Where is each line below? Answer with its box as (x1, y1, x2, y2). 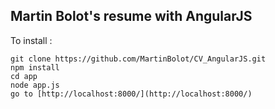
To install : (10, 34, 53, 46)
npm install (10, 62, 60, 73)
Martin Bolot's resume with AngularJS (10, 8, 253, 25)
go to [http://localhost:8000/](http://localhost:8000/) (10, 89, 253, 99)
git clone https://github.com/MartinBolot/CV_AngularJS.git (10, 54, 267, 64)
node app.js (10, 80, 60, 90)
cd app (10, 71, 38, 81)
